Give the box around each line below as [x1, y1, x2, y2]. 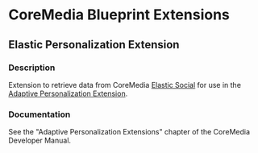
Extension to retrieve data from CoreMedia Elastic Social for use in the [8, 80, 242, 89]
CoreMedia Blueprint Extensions [8, 6, 230, 24]
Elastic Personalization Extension [8, 38, 180, 52]
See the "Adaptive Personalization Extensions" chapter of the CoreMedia [8, 127, 251, 137]
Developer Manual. [8, 135, 71, 146]
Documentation [8, 109, 71, 120]
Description [8, 62, 56, 73]
